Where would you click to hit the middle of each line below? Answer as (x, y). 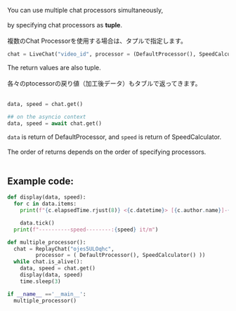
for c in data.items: (45, 204)
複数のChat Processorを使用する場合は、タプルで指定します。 (97, 41)
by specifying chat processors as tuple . (65, 25)
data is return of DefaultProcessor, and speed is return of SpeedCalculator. (114, 137)
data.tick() (37, 223)
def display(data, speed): (47, 197)
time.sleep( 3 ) (40, 281)
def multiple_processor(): (47, 242)
